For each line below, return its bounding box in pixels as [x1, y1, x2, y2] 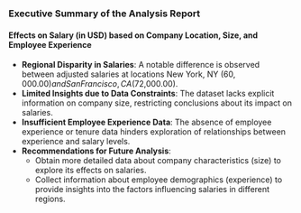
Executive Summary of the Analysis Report [8, 7, 200, 20]
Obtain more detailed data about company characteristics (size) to [34, 155, 281, 166]
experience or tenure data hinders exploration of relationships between [21, 126, 286, 137]
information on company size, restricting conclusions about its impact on [21, 97, 292, 108]
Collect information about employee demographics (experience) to [34, 174, 283, 185]
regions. [34, 193, 66, 205]
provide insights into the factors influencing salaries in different [34, 184, 270, 195]
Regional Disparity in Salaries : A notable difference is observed [21, 60, 260, 70]
